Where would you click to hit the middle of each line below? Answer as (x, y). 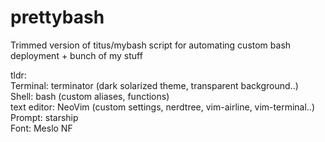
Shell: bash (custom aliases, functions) (90, 96)
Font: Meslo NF (41, 128)
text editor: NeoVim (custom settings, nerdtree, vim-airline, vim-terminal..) (163, 107)
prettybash (57, 17)
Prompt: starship (44, 117)
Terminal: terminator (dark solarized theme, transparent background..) (154, 85)
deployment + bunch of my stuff (76, 55)
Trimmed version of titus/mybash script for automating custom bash (151, 45)
